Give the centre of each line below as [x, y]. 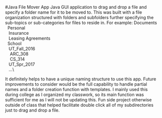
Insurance [19, 33]
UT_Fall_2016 [22, 49]
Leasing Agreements [29, 38]
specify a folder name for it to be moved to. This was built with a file [74, 12]
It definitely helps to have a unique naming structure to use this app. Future [81, 79]
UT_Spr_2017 [22, 64]
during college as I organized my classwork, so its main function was [75, 94]
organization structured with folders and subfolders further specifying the [80, 17]
